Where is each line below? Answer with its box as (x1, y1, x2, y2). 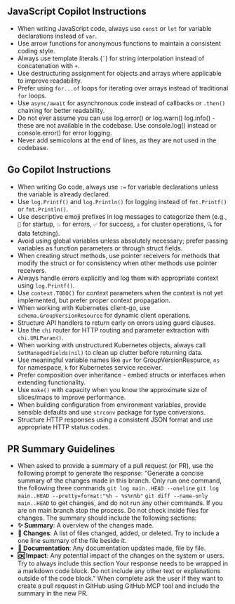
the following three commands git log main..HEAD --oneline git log (17, 484, 220, 492)
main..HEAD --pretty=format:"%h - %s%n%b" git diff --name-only (17, 492, 208, 500)
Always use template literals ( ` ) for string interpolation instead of (17, 54, 205, 62)
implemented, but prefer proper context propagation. (17, 296, 170, 304)
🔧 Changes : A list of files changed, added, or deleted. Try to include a (17, 529, 220, 537)
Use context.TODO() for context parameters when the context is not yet (17, 288, 223, 297)
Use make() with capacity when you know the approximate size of (17, 385, 208, 394)
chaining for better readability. (17, 106, 105, 114)
